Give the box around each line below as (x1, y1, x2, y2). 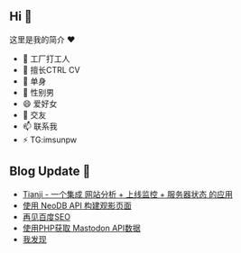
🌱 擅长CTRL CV (22, 64, 80, 75)
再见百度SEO (22, 211, 70, 221)
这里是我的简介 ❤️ (9, 33, 76, 45)
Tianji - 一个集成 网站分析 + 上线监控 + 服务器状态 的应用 (22, 188, 233, 199)
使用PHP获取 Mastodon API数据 (22, 222, 142, 233)
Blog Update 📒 (9, 164, 91, 179)
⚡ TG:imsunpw (22, 134, 78, 145)
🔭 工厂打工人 (22, 53, 70, 64)
